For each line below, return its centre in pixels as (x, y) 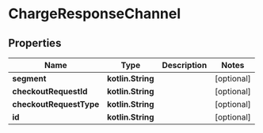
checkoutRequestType (56, 104)
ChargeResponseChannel (95, 14)
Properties (35, 43)
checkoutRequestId (50, 91)
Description (185, 65)
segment (29, 78)
